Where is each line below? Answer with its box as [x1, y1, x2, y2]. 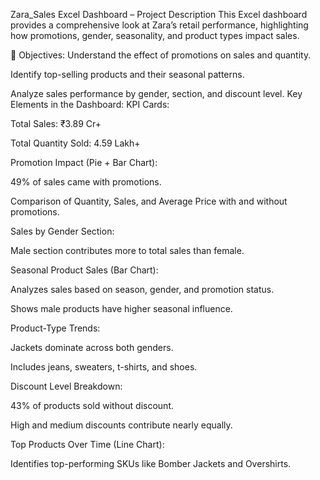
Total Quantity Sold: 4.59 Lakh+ [10, 137, 141, 149]
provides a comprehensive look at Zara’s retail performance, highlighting [10, 19, 309, 31]
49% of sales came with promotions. [10, 176, 162, 188]
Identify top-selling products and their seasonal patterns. [10, 69, 245, 80]
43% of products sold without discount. [10, 400, 175, 411]
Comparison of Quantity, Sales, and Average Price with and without [10, 195, 288, 207]
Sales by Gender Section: [10, 225, 115, 237]
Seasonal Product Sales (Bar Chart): [10, 264, 159, 276]
